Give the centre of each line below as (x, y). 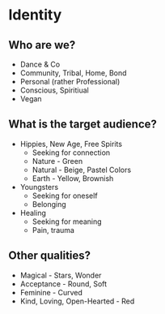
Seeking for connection (71, 153)
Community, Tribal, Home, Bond (73, 73)
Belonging (49, 204)
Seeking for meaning (67, 222)
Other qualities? (50, 256)
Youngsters (39, 187)
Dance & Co (40, 64)
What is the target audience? (83, 125)
